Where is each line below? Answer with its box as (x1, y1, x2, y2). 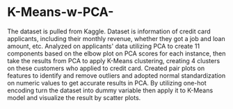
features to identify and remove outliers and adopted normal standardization (7, 71, 226, 80)
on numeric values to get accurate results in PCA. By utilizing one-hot (7, 78, 207, 87)
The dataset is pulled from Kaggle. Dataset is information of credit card (7, 27, 211, 35)
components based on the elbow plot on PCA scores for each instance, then (7, 49, 226, 58)
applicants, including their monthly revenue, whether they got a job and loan (7, 34, 225, 42)
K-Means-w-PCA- (7, 4, 114, 20)
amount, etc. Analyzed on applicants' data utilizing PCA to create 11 (7, 42, 200, 50)
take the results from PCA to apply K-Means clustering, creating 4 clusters (7, 56, 220, 65)
